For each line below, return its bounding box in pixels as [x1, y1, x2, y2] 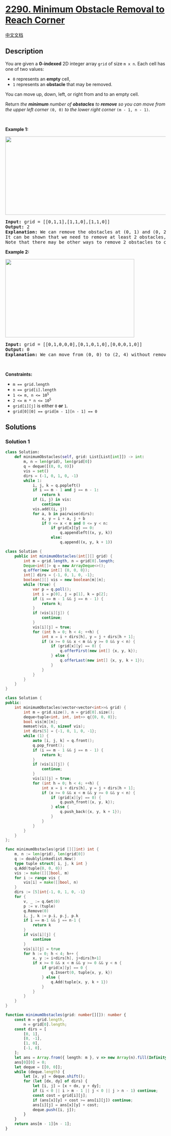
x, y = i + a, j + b [41, 516, 85, 521]
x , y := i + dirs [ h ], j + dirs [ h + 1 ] [32, 956, 101, 961]
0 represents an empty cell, [12, 75, 71, 82]
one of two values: [5, 66, 44, 72]
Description [5, 47, 43, 56]
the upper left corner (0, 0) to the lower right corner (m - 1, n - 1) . [5, 106, 150, 113]
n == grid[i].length [12, 387, 56, 392]
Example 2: [5, 249, 30, 255]
